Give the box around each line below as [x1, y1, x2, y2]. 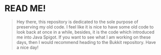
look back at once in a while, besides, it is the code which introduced [16, 29, 155, 35]
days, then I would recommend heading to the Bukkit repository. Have [16, 39, 156, 45]
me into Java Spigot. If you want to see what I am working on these [16, 34, 151, 40]
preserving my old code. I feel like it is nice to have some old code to [16, 24, 154, 29]
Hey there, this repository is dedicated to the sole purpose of [16, 19, 139, 25]
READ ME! [4, 3, 46, 14]
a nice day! [16, 44, 39, 50]
